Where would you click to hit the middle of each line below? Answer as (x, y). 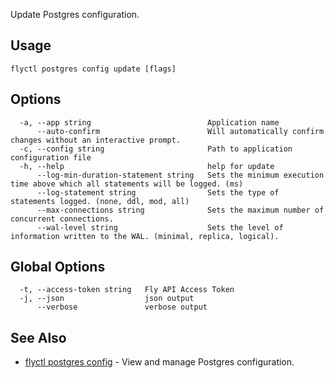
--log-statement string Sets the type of (158, 192)
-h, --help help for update (147, 166)
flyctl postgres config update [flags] (93, 69)
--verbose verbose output (122, 307)
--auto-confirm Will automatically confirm (180, 131)
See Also (38, 337)
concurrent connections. (62, 219)
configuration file (51, 157)
